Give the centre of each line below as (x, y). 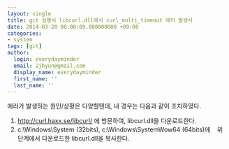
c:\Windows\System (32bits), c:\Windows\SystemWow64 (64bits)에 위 (120, 129)
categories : (24, 33)
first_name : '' (36, 79)
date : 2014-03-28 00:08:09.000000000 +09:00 (73, 27)
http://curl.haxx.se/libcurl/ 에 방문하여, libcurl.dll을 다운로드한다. (107, 121)
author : (19, 53)
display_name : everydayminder (57, 72)
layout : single (29, 14)
